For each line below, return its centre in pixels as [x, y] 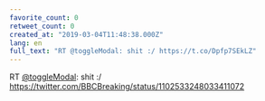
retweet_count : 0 [42, 26]
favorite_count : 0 [44, 18]
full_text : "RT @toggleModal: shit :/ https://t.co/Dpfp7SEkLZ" [133, 51]
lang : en [26, 43]
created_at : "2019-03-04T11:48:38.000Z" [87, 34]
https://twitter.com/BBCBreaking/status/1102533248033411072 [127, 87]
